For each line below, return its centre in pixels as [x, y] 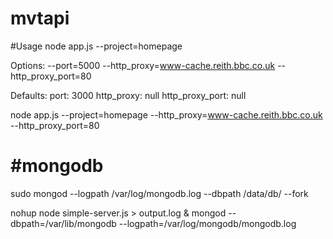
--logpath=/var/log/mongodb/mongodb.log [207, 223]
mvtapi [40, 18]
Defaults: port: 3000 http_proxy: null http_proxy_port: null [128, 95]
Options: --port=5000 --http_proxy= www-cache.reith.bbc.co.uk [143, 65]
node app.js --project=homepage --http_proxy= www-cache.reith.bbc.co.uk [166, 114]
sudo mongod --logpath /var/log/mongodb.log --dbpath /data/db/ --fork [159, 193]
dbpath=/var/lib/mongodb [63, 223]
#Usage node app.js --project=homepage [96, 46]
